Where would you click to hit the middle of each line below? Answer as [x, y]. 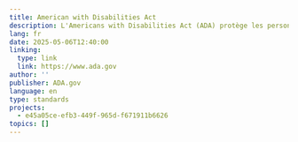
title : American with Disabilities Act [83, 17]
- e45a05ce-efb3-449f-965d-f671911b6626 [93, 116]
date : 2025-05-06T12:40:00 [59, 42]
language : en [33, 91]
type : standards [39, 99]
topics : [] [29, 124]
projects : [27, 108]
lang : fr [25, 34]
